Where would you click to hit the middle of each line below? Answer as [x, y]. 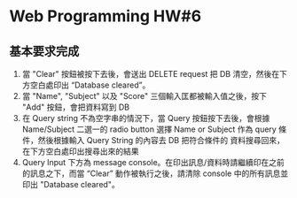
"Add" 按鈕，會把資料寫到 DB [76, 107]
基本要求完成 [44, 51]
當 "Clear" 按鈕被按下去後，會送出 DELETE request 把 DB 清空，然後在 [151, 74]
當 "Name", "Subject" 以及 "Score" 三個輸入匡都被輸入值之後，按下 [145, 96]
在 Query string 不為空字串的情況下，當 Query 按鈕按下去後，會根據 [146, 118]
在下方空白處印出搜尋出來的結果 [80, 151]
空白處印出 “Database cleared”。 [90, 85]
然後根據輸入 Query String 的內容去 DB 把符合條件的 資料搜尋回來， [161, 140]
